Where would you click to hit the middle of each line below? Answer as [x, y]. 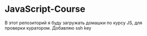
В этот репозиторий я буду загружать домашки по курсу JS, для [73, 23]
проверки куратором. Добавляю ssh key [48, 28]
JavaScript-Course [45, 9]
